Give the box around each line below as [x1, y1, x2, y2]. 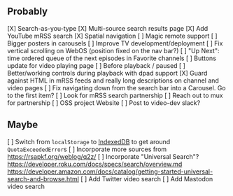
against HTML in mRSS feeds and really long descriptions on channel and [7, 76, 219, 85]
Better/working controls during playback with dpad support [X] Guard [7, 69, 208, 77]
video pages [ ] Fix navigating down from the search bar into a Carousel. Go [7, 83, 226, 92]
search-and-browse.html [7, 174, 79, 183]
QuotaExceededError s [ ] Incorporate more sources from [7, 145, 167, 153]
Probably [7, 6, 48, 17]
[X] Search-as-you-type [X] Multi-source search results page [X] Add [7, 24, 209, 32]
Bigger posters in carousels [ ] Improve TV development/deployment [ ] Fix [7, 38, 223, 48]
